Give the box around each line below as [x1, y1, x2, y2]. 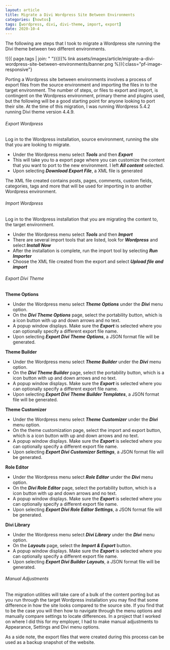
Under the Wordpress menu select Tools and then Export [12, 151, 133, 158]
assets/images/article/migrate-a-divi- [76, 56, 155, 62]
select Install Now [12, 242, 51, 248]
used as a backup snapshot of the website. [5, 639, 95, 645]
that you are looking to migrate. [5, 142, 71, 148]
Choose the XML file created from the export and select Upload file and [12, 258, 164, 264]
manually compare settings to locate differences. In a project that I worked [5, 613, 161, 619]
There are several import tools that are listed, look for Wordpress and [12, 236, 158, 242]
